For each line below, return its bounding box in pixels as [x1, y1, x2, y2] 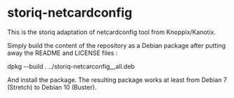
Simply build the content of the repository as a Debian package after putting [7, 41, 226, 49]
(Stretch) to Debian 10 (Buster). [7, 83, 97, 91]
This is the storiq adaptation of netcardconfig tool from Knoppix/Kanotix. [7, 28, 217, 36]
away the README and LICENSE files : [7, 49, 118, 57]
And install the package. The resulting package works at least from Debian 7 [7, 75, 227, 84]
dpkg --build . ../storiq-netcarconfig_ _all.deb [7, 62, 135, 70]
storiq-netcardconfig [7, 5, 133, 21]
